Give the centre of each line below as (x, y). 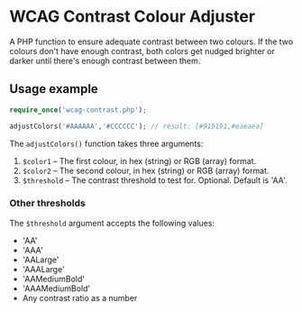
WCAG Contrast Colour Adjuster (132, 17)
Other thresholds (47, 203)
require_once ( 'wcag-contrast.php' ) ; (78, 110)
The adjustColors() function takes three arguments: (106, 143)
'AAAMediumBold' (56, 288)
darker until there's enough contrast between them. (105, 60)
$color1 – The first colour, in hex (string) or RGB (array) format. (139, 161)
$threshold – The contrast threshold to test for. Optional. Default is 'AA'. (155, 180)
